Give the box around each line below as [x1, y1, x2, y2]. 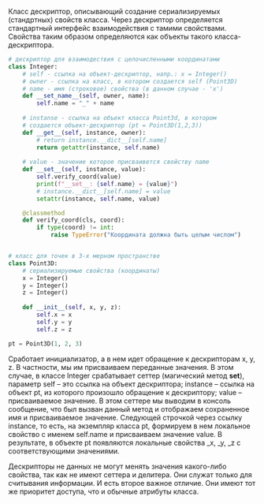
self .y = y [36, 318, 73, 326]
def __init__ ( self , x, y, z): [22, 304, 122, 312]
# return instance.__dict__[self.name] [36, 136, 168, 144]
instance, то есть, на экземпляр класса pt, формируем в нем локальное [8, 421, 251, 431]
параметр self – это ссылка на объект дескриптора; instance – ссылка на [8, 379, 255, 389]
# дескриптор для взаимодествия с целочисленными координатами [8, 55, 221, 63]
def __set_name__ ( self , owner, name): [22, 92, 150, 100]
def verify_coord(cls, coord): [22, 216, 125, 224]
